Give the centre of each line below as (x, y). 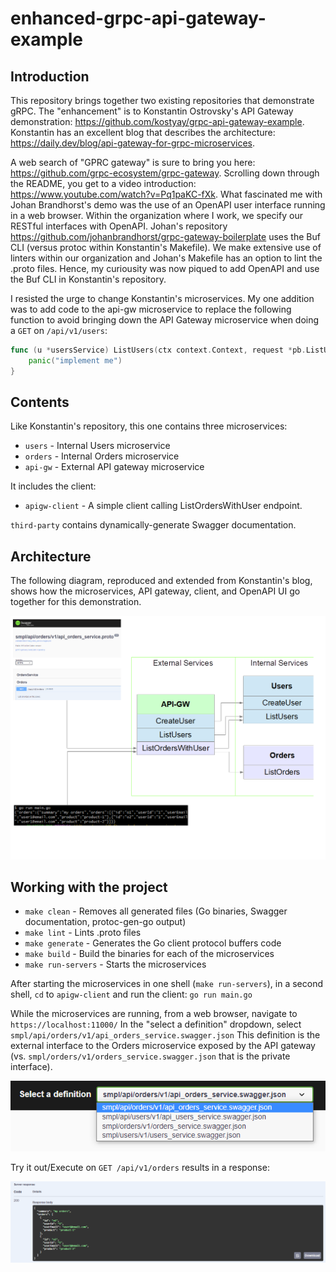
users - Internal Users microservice (97, 446)
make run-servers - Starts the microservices (115, 964)
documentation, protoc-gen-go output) (105, 922)
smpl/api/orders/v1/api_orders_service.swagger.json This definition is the (165, 1035)
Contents (40, 402)
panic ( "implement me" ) (75, 360)
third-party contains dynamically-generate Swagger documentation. (153, 525)
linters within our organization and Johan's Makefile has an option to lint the (166, 258)
